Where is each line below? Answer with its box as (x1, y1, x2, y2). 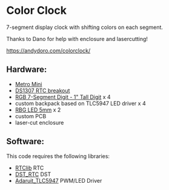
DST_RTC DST (15, 170, 51, 178)
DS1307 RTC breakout (15, 87, 70, 94)
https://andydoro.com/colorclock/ (6, 46, 91, 54)
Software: (6, 136, 44, 147)
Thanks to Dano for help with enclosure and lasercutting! (6, 35, 148, 42)
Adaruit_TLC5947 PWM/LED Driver (15, 177, 102, 184)
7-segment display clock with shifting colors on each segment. (6, 24, 164, 31)
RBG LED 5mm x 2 (15, 106, 61, 113)
